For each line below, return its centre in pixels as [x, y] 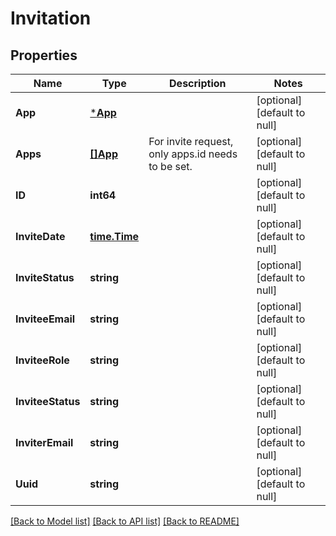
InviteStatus [45, 277]
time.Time [114, 236]
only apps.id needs [193, 154]
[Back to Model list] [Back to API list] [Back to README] [125, 521]
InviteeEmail [45, 319]
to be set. [170, 166]
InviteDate [40, 236]
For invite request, [191, 141]
